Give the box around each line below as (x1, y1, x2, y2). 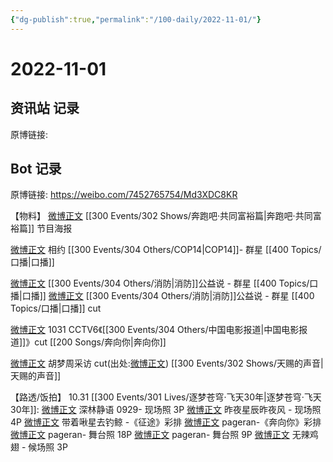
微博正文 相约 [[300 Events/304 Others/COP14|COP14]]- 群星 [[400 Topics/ (10, 244, 322, 256)
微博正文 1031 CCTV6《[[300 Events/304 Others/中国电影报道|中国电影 (10, 324, 300, 336)
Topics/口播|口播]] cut (10, 302, 102, 315)
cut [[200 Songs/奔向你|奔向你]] (34, 336, 167, 348)
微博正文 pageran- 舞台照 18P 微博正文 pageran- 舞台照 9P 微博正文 (10, 429, 290, 441)
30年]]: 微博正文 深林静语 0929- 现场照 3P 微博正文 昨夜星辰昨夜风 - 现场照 (10, 404, 322, 416)
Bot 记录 (10, 161, 62, 178)
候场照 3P (28, 441, 68, 453)
